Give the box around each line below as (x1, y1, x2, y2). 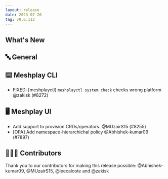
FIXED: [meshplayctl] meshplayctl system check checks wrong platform (12, 87, 162, 93)
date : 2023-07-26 (5, 12, 42, 17)
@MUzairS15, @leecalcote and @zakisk (26, 168, 109, 174)
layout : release (5, 7, 39, 13)
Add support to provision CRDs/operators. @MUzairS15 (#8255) (12, 123, 147, 129)
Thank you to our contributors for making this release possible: (5, 162, 137, 168)
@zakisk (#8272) (12, 92, 49, 98)
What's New (5, 35, 45, 44)
